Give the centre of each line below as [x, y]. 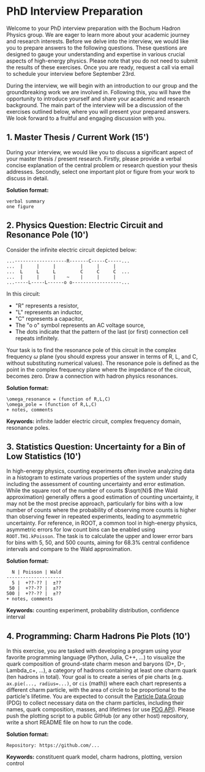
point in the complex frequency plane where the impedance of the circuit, [99, 369]
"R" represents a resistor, [47, 305]
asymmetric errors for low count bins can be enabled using [81, 530]
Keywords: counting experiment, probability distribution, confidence [93, 610]
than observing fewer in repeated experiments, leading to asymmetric [94, 517]
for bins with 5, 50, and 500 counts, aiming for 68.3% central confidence [98, 542]
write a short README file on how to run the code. [69, 722]
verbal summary [26, 201]
